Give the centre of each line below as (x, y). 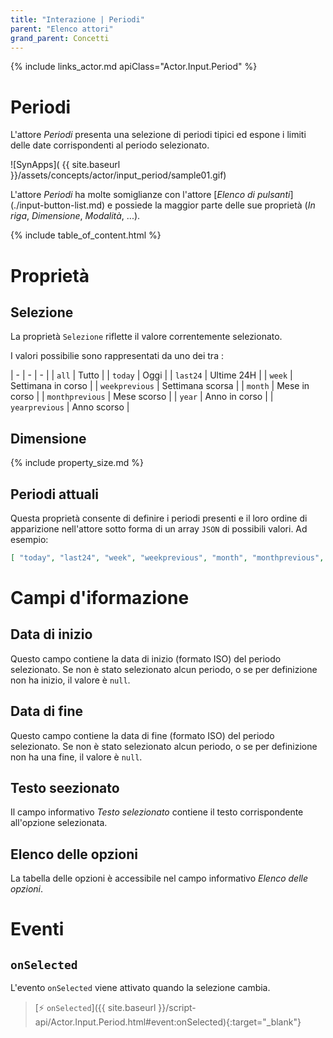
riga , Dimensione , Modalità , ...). (75, 216)
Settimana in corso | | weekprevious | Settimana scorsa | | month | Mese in (160, 386)
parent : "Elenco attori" (62, 29)
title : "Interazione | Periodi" (77, 19)
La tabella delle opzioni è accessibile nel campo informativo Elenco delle (159, 878)
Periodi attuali (55, 494)
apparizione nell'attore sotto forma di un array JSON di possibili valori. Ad (159, 528)
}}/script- (177, 1008)
